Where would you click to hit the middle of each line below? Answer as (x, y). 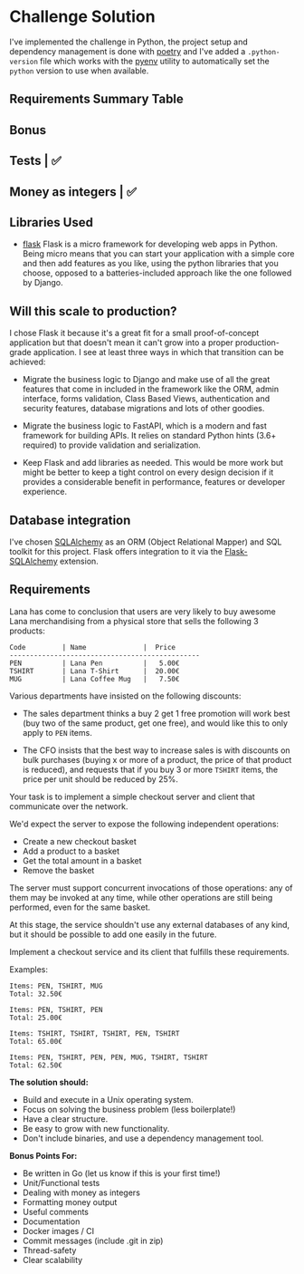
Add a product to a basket (71, 851)
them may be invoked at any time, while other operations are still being (141, 897)
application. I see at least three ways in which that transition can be (158, 352)
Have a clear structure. (65, 1119)
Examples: (28, 969)
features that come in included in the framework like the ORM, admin (150, 389)
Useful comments (55, 1211)
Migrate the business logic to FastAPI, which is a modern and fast (144, 426)
